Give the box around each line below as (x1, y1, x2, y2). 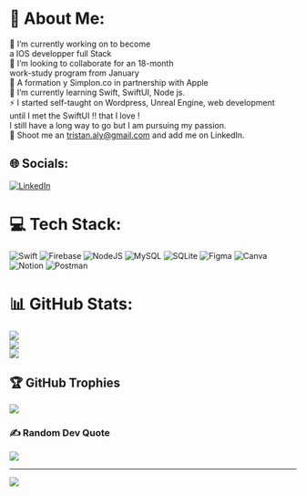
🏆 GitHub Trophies (9, 376, 121, 391)
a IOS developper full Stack (9, 47, 112, 58)
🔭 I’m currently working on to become (9, 38, 151, 49)
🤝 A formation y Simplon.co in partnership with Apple (9, 77, 209, 88)
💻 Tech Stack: (9, 213, 122, 234)
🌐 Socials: (9, 156, 69, 171)
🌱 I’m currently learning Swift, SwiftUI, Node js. (9, 87, 185, 98)
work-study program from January (9, 67, 139, 78)
